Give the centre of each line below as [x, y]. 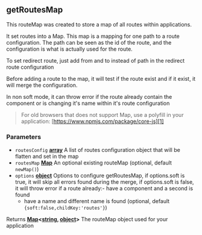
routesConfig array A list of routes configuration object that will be [98, 150]
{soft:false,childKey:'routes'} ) [65, 208]
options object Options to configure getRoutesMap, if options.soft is [100, 176]
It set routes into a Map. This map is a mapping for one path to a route [93, 36]
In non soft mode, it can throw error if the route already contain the [89, 96]
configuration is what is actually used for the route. [69, 49]
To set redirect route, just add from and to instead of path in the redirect [96, 60]
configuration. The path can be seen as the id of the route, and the [89, 42]
